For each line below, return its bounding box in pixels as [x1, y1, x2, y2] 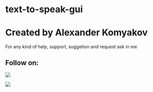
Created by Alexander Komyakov [5, 27, 148, 39]
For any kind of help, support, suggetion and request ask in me [5, 44, 138, 50]
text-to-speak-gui [5, 4, 83, 15]
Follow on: [5, 58, 39, 67]
